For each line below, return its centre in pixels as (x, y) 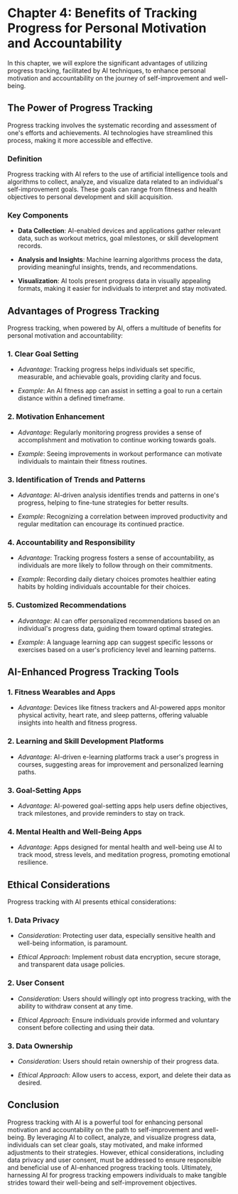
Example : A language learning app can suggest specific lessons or (115, 642)
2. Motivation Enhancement (56, 417)
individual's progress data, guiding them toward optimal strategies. (115, 628)
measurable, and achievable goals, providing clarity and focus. (109, 377)
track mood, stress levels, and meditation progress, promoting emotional (124, 855)
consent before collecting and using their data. (86, 1027)
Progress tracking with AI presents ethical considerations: (92, 902)
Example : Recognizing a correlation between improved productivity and (122, 516)
